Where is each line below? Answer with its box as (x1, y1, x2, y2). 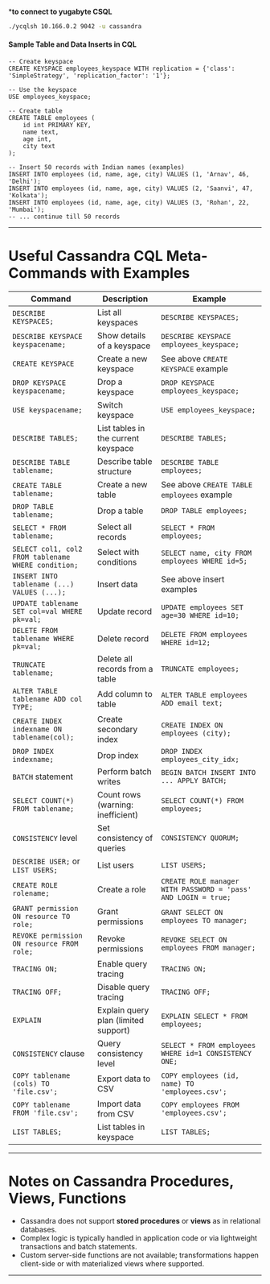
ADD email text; (160, 698, 223, 708)
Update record (97, 606, 153, 617)
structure (97, 466, 133, 478)
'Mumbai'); (8, 205, 45, 214)
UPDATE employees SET (160, 603, 243, 612)
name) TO (160, 1079, 194, 1088)
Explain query (97, 1004, 149, 1016)
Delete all (97, 653, 133, 665)
